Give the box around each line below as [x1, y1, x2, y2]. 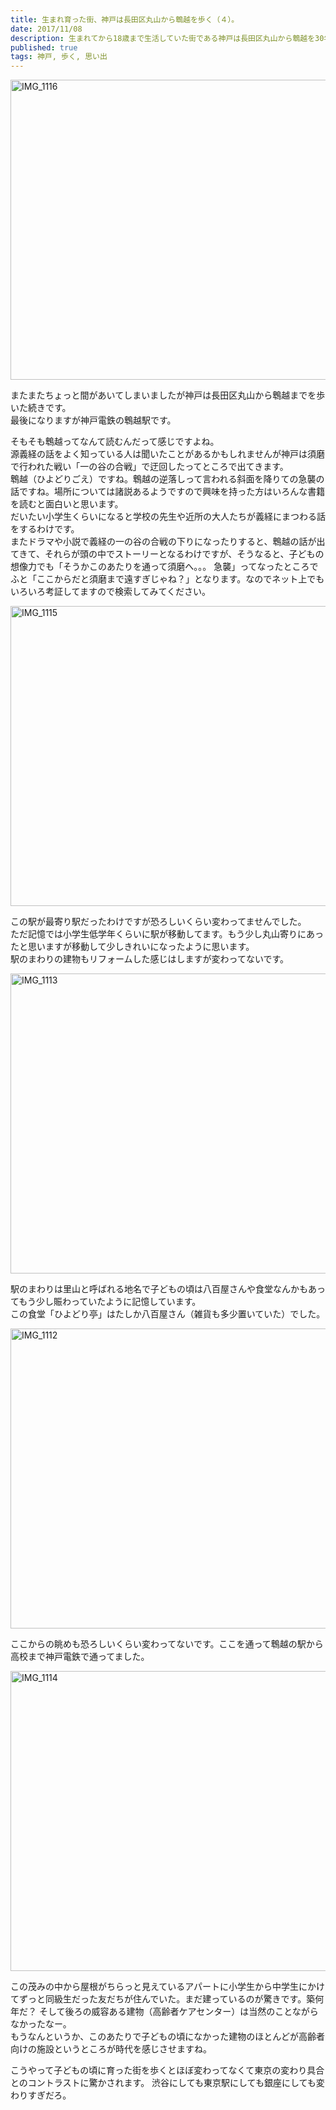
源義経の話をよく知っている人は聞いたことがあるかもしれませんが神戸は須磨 [10, 448, 325, 460]
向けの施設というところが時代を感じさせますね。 [10, 2043, 212, 2055]
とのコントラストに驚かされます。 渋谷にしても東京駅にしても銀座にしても [10, 2077, 317, 2089]
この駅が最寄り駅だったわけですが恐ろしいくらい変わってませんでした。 [10, 916, 307, 928]
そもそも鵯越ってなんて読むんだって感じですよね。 [10, 436, 220, 448]
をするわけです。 [10, 523, 80, 535]
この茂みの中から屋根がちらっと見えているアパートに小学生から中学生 [10, 1981, 300, 1993]
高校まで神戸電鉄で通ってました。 [10, 1651, 150, 1663]
